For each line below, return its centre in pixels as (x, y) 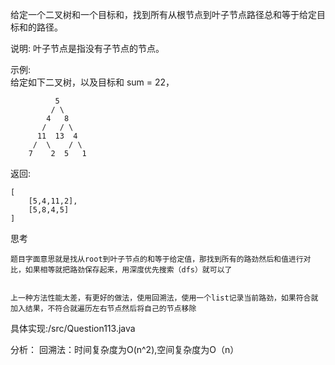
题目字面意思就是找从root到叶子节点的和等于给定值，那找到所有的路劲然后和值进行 (157, 259)
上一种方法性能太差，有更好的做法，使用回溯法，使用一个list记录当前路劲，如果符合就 (164, 298)
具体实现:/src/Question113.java (73, 328)
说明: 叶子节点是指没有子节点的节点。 (87, 48)
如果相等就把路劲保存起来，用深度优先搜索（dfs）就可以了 (128, 270)
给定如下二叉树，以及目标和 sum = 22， (92, 82)
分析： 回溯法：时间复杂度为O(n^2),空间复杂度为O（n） (125, 349)
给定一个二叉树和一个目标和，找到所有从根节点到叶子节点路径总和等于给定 (163, 14)
